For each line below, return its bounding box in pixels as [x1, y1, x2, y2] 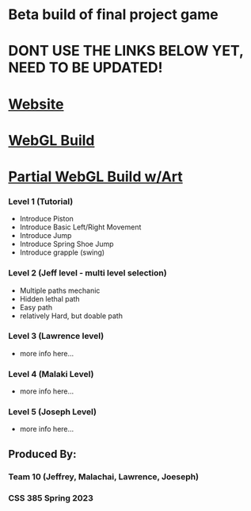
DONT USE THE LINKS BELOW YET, [8, 42, 244, 60]
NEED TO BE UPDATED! [8, 59, 163, 77]
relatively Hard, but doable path [19, 311, 123, 321]
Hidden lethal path [19, 294, 81, 303]
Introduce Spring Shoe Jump [19, 240, 114, 249]
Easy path [19, 302, 53, 312]
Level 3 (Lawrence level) [8, 331, 105, 342]
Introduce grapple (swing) [19, 248, 105, 257]
